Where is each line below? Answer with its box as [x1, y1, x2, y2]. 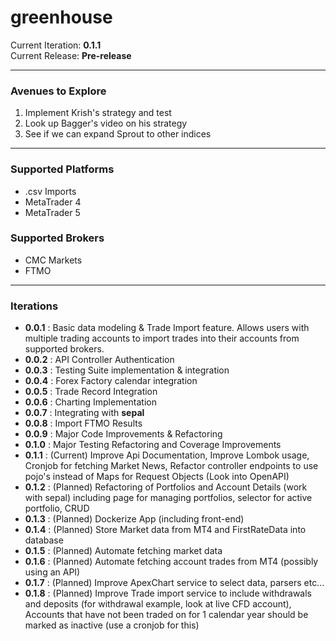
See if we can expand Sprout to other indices [24, 128, 212, 140]
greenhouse [10, 6, 113, 29]
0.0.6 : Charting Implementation [24, 396, 158, 408]
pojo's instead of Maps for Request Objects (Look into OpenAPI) [24, 471, 290, 483]
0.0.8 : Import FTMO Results [24, 417, 143, 430]
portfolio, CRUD [24, 502, 90, 515]
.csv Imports [24, 185, 77, 197]
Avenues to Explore [10, 84, 107, 98]
